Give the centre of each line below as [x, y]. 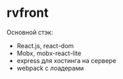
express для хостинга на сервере [66, 60]
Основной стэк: [30, 32]
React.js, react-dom [45, 45]
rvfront [28, 13]
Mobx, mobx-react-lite [49, 53]
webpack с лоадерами [50, 68]
